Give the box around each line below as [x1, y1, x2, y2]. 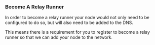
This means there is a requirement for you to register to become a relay [5, 29, 150, 35]
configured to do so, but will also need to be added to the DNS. [5, 20, 133, 25]
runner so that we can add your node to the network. [5, 34, 113, 40]
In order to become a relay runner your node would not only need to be [5, 15, 150, 21]
